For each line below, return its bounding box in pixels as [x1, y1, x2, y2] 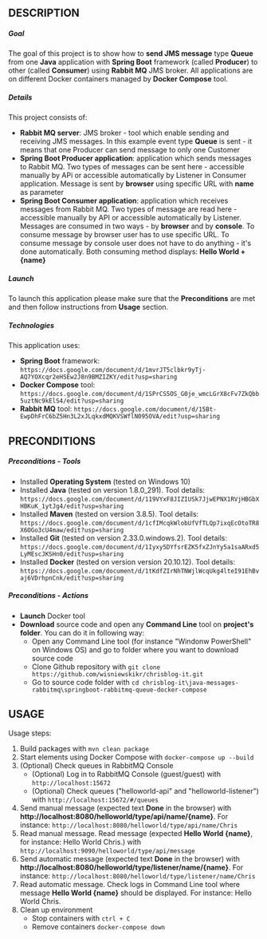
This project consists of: [8, 113, 88, 122]
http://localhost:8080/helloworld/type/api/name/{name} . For [19, 812, 229, 822]
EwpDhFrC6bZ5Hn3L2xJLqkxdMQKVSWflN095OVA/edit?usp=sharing [19, 413, 221, 421]
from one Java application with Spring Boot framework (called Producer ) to [8, 57, 258, 67]
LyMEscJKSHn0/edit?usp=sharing [19, 550, 124, 558]
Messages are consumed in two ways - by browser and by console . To [19, 221, 255, 231]
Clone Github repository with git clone [31, 662, 161, 672]
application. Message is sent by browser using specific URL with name [19, 179, 254, 188]
